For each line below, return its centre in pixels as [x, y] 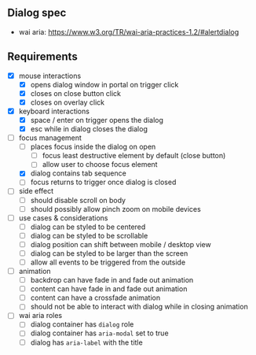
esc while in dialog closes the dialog [89, 129]
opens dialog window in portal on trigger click [104, 84]
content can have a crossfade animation [95, 298]
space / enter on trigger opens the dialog [97, 120]
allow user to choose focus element [100, 165]
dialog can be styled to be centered [88, 227]
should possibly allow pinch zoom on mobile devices [115, 209]
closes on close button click [76, 93]
